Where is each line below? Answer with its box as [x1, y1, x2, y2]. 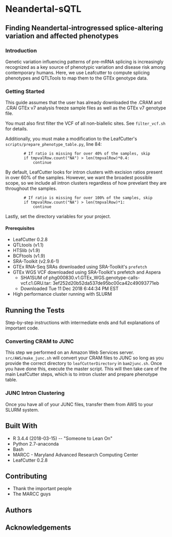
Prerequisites [5, 225, 35, 231]
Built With [5, 421, 37, 430]
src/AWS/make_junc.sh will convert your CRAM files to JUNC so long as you [5, 355, 164, 361]
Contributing [5, 472, 47, 481]
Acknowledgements [5, 523, 71, 532]
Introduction [5, 47, 37, 54]
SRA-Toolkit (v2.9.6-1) [12, 258, 60, 264]
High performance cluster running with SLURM [12, 291, 112, 297]
